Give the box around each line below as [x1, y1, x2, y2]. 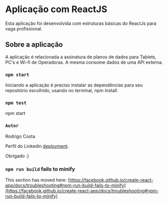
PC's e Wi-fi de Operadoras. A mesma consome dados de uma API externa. [5, 59, 163, 65]
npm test [5, 100, 27, 106]
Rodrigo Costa [5, 133, 35, 139]
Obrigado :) [5, 153, 29, 159]
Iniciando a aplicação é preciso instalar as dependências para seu [5, 82, 143, 88]
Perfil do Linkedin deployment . [5, 143, 69, 149]
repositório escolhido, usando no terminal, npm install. [5, 88, 118, 94]
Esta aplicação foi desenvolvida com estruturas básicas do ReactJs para [5, 20, 157, 26]
